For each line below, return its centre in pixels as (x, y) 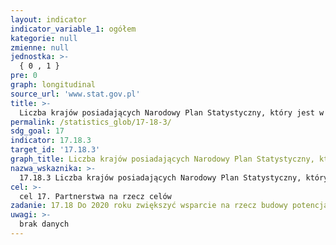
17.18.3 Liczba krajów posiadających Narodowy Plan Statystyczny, (160, 177)
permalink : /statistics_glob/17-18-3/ (91, 122)
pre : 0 (24, 76)
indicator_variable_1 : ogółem (73, 29)
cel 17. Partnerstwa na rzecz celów (95, 196)
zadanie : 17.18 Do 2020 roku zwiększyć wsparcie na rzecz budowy (149, 206)
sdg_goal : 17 (37, 131)
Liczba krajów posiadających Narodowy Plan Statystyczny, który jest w (172, 112)
